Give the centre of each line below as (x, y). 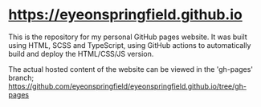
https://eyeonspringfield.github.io (125, 15)
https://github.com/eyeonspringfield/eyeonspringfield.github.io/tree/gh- (128, 86)
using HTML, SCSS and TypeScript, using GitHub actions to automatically (130, 45)
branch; (21, 77)
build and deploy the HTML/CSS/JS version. (81, 53)
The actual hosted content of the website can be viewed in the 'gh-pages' (130, 69)
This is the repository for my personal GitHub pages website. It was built (128, 37)
